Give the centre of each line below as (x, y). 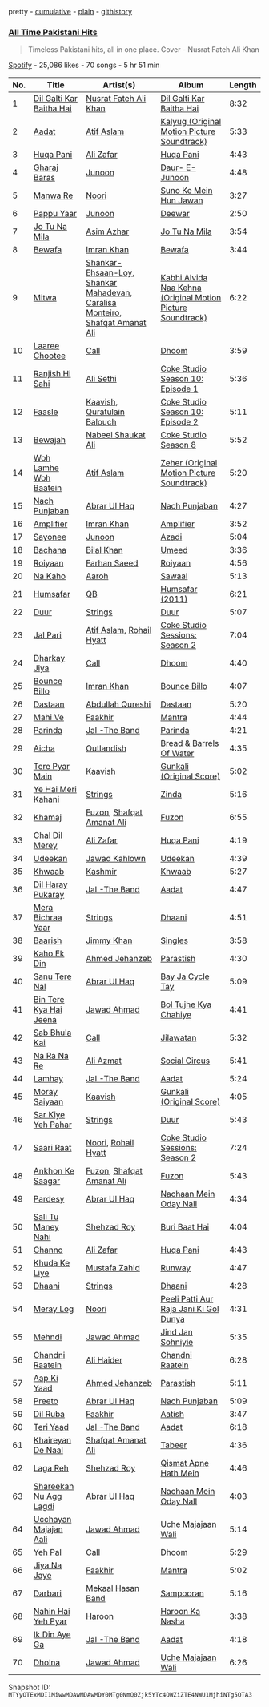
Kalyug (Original (191, 122)
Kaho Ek (49, 954)
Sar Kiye (49, 1115)
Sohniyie (177, 1343)
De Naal (48, 1451)
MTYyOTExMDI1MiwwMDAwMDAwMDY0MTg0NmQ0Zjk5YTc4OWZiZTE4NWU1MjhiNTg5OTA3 (130, 1695)
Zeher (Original (189, 463)
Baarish (48, 940)
